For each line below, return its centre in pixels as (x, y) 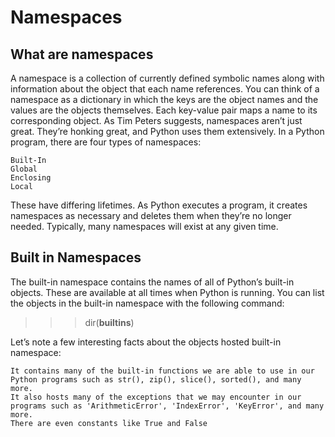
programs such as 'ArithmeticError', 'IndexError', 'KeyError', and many (167, 406)
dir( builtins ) (109, 322)
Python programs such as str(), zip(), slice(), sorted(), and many (156, 379)
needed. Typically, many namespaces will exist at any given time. (144, 226)
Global (24, 169)
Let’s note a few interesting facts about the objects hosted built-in (146, 342)
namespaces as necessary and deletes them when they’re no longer (151, 215)
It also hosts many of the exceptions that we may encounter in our (156, 397)
